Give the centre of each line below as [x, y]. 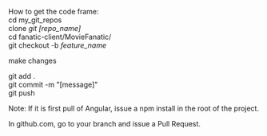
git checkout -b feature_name [57, 45]
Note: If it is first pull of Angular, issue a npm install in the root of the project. [134, 108]
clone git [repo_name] [45, 28]
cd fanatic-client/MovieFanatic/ [60, 37]
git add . [22, 76]
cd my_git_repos [35, 20]
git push [22, 93]
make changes [33, 60]
